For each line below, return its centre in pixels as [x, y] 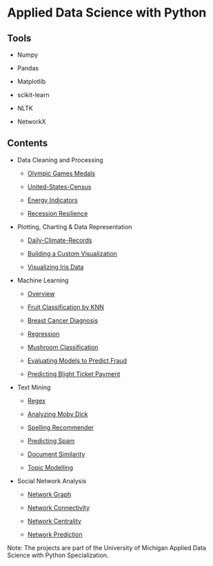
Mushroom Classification [63, 347]
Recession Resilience [58, 213]
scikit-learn [33, 95]
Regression [43, 333]
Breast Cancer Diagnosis [63, 320]
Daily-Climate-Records [60, 240]
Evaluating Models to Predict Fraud [77, 360]
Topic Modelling [50, 467]
